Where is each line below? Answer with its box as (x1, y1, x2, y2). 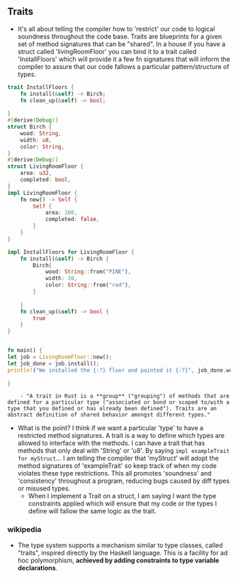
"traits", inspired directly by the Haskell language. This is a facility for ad (17, 548, 228, 557)
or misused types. (17, 484, 71, 493)
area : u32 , (20, 170, 52, 177)
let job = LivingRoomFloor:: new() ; (7, 353, 113, 361)
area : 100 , (45, 209, 78, 216)
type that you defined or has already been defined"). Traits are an (7, 405, 217, 412)
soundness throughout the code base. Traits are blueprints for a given (17, 32, 222, 41)
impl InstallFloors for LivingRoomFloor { (7, 248, 135, 255)
